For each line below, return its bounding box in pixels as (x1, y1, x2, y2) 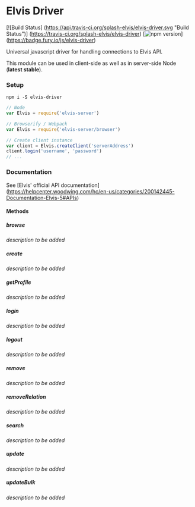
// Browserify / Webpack (6, 121, 68, 127)
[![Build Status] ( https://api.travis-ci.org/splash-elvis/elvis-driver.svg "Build (6, 24, 190, 31)
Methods (6, 208, 29, 215)
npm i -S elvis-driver (6, 94, 62, 101)
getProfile (6, 278, 31, 286)
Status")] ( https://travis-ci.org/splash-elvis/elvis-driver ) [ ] (6, 30, 183, 37)
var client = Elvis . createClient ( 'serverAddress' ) (6, 143, 134, 149)
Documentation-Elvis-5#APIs (6, 194, 77, 201)
